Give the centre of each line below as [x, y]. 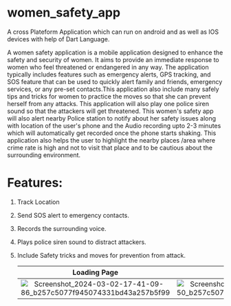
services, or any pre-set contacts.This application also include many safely [113, 89]
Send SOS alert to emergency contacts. [73, 215]
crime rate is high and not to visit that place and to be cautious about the [110, 147]
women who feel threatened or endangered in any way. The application [108, 67]
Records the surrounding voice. [62, 228]
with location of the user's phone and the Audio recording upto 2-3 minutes [114, 125]
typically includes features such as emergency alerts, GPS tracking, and [109, 74]
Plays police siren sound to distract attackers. [81, 242]
